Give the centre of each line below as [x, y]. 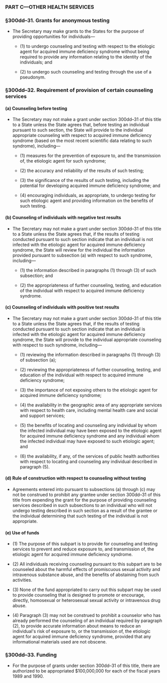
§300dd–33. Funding [31, 655]
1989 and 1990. [28, 676]
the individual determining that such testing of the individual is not [80, 515]
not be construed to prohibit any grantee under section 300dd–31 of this [86, 494]
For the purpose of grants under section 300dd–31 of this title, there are [86, 665]
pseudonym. [33, 77]
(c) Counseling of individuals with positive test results [62, 307]
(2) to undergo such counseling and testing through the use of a [86, 72]
